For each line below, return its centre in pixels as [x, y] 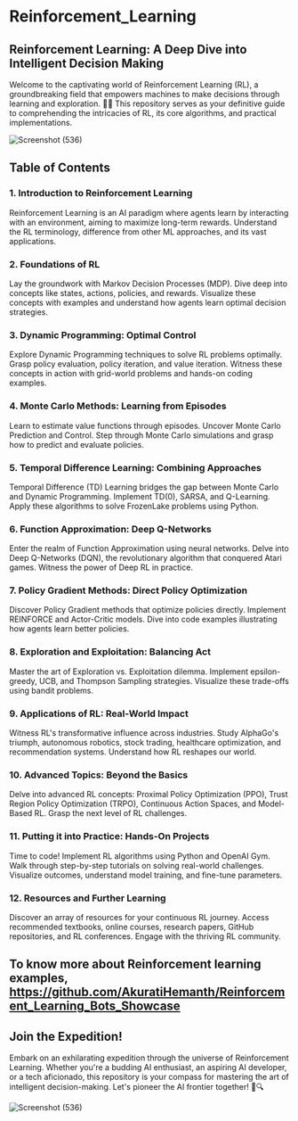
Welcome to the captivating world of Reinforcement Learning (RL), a [134, 85]
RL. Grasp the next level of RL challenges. [111, 813]
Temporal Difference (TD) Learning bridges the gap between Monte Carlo [144, 487]
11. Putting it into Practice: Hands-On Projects [109, 837]
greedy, [23, 680]
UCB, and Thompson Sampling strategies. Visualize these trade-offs [164, 680]
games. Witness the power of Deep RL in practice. [101, 567]
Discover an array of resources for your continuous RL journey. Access [139, 917]
